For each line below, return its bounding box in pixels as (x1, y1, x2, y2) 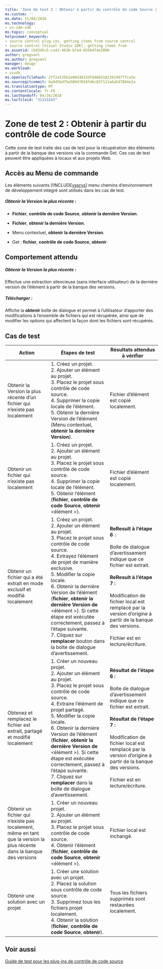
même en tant (7, 829, 39, 836)
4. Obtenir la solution (50, 916, 98, 923)
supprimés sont (110, 895, 146, 902)
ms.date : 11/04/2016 (5, 16, 47, 21)
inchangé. (110, 832, 132, 839)
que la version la (7, 836, 45, 843)
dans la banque (7, 848, 43, 855)
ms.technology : (5, 20, 36, 26)
